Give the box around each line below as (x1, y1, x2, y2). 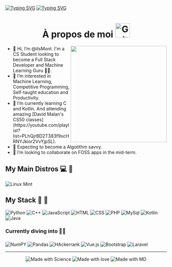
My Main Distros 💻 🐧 (5, 165, 73, 174)
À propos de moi (42, 29, 114, 41)
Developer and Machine (12, 62, 63, 68)
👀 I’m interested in (12, 72, 51, 79)
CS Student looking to (12, 51, 59, 57)
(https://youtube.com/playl (12, 122, 69, 128)
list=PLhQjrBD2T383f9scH (12, 132, 69, 139)
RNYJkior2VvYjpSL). (12, 138, 56, 144)
